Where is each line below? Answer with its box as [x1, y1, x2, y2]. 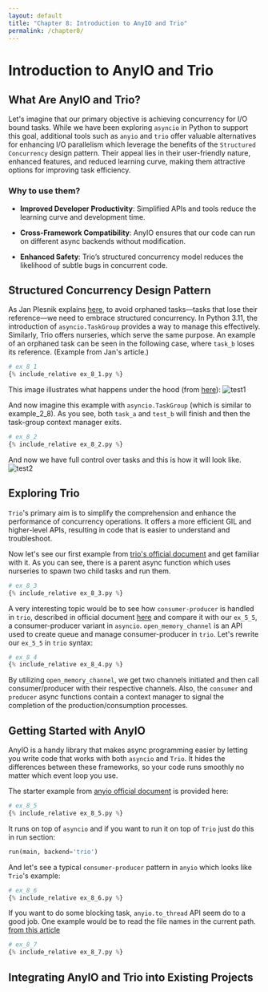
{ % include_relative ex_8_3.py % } [8, 589, 124, 597]
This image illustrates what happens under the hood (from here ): [8, 385, 222, 395]
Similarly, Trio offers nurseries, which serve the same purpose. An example [8, 330, 256, 340]
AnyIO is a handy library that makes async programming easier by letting [8, 745, 248, 755]
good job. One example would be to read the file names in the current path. [8, 917, 256, 926]
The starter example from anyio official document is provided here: [8, 787, 229, 796]
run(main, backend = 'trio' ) [8, 848, 98, 856]
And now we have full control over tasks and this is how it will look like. [8, 455, 242, 464]
